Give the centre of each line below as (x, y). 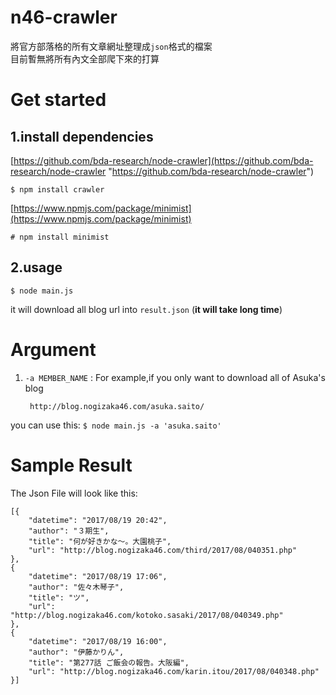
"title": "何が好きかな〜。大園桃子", (100, 541)
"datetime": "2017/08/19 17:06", (98, 576)
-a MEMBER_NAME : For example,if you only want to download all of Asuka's (175, 377)
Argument (53, 349)
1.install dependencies (82, 136)
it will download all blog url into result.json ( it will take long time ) (146, 309)
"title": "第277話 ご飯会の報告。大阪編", (109, 662)
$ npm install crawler (57, 189)
